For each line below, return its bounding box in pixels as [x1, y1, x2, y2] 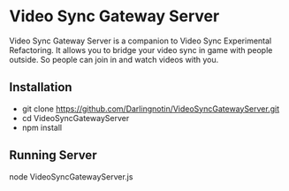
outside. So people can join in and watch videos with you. [9, 54, 219, 65]
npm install [21, 122, 63, 133]
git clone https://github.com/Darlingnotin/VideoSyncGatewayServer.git [21, 103, 280, 114]
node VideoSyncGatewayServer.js [9, 171, 133, 182]
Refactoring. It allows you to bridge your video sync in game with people [9, 44, 273, 55]
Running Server [9, 148, 97, 163]
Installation [9, 80, 72, 95]
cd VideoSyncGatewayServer [21, 112, 130, 123]
